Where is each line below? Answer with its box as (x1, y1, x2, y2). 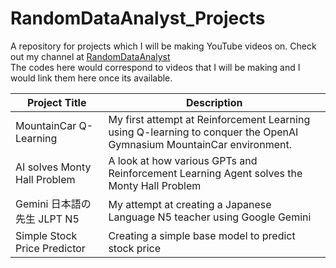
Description (185, 95, 243, 109)
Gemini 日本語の (15, 197, 92, 211)
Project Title (26, 95, 87, 109)
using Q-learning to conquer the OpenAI (108, 125, 299, 139)
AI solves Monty (15, 160, 92, 174)
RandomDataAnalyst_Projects (10, 7, 266, 30)
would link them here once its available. (10, 72, 173, 84)
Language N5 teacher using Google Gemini (108, 210, 312, 224)
